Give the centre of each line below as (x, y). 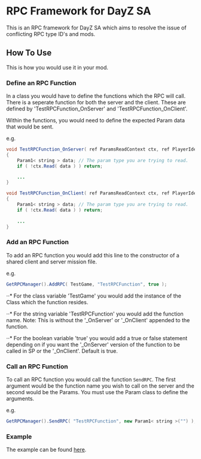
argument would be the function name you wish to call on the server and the (100, 386)
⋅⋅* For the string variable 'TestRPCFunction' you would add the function (95, 314)
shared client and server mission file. (52, 262)
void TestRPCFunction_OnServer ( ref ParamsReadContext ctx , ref (88, 149)
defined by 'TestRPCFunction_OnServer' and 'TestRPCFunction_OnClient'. (97, 109)
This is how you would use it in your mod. (57, 67)
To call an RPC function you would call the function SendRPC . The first (91, 379)
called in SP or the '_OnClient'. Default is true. (62, 351)
